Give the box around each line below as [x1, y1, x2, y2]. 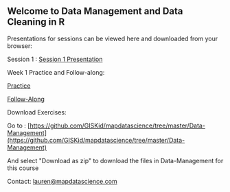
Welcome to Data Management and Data [7, 5, 183, 17]
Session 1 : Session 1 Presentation [7, 55, 103, 63]
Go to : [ [7, 121, 30, 130]
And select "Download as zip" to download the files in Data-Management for [7, 156, 224, 165]
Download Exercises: [7, 108, 67, 116]
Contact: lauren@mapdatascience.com [7, 177, 118, 185]
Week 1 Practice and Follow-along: [7, 68, 105, 76]
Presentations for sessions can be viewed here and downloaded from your [7, 34, 218, 43]
